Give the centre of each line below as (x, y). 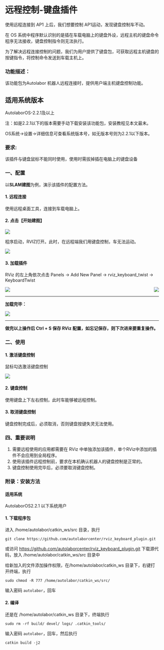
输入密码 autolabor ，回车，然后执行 (41, 633)
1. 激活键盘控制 (20, 355)
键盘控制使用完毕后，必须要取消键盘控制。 (55, 468)
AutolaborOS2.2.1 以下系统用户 (36, 506)
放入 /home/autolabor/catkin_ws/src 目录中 (57, 555)
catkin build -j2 (23, 643)
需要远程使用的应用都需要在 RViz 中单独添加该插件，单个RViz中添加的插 (84, 449)
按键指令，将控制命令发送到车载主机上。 (46, 57)
